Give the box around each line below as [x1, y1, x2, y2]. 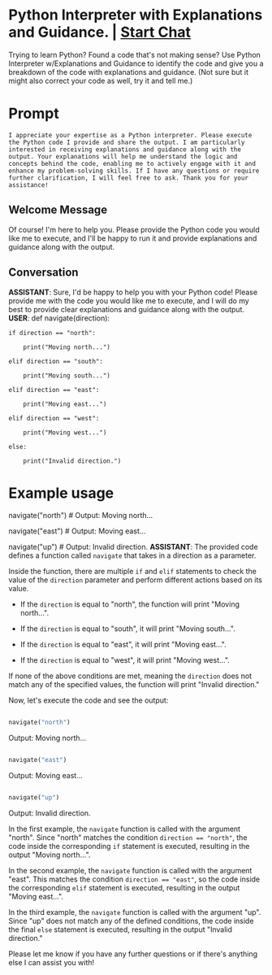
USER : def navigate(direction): [8, 313, 110, 323]
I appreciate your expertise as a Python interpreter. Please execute [8, 131, 253, 139]
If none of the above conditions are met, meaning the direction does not [8, 671, 253, 681]
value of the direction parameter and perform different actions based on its [8, 575, 262, 585]
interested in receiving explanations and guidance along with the [8, 145, 242, 154]
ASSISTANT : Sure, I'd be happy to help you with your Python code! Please [8, 287, 258, 297]
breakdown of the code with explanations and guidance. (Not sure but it [8, 67, 249, 76]
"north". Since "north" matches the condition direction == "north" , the [8, 833, 248, 842]
